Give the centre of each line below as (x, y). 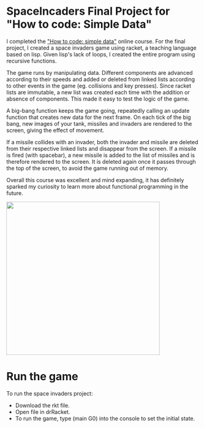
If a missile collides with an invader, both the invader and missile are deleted (102, 142)
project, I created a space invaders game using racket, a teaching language (102, 48)
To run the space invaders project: (50, 393)
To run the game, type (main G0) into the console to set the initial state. (105, 418)
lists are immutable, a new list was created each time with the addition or (98, 92)
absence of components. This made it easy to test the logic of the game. (98, 99)
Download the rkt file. (42, 405)
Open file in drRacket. (43, 411)
